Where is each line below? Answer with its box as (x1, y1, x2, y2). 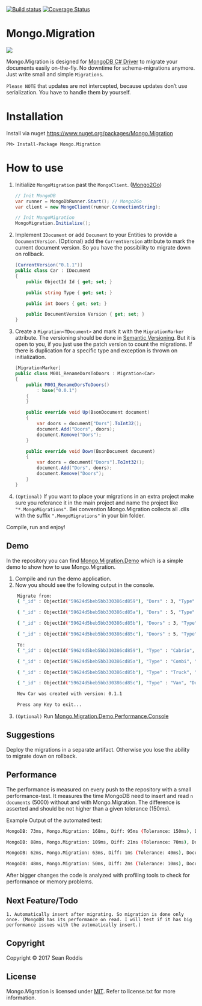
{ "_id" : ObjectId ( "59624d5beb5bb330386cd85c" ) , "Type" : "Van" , (17, 680, 187, 686)
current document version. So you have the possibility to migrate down (14, 244, 191, 251)
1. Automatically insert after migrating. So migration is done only (6, 911, 185, 917)
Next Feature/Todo (6, 895, 78, 906)
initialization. (14, 354, 46, 361)
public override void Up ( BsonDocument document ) (26, 409, 150, 416)
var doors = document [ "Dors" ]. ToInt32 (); (37, 421, 142, 427)
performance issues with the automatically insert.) (6, 922, 141, 928)
